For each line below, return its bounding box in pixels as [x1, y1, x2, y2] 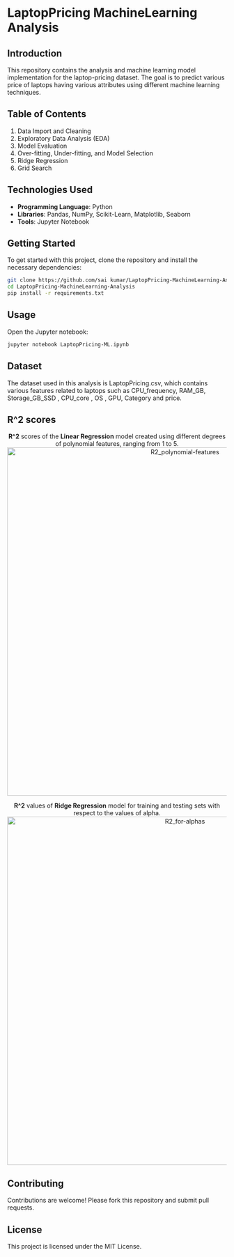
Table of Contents [7, 108, 87, 120]
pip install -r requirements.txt [7, 290, 104, 297]
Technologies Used [7, 184, 93, 196]
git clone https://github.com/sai [7, 277, 108, 284]
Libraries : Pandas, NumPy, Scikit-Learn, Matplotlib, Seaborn [17, 210, 192, 218]
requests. [7, 1203, 35, 1212]
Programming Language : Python [17, 202, 113, 210]
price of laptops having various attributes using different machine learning [7, 81, 220, 88]
